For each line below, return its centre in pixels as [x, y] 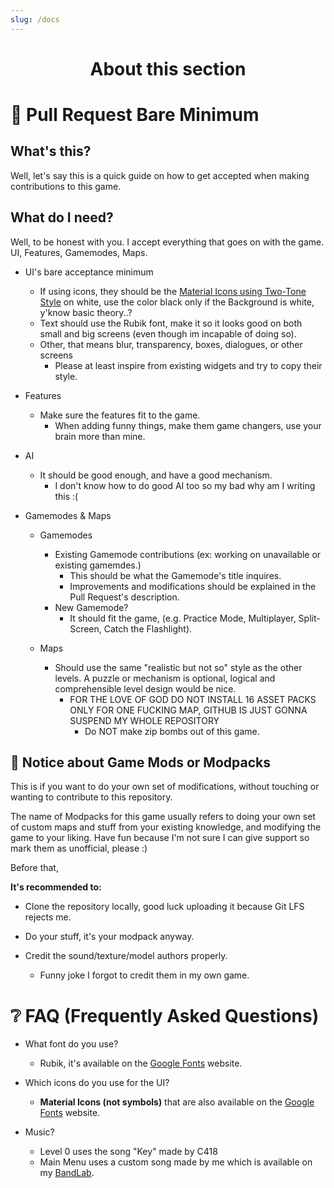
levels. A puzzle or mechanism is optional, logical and [165, 678]
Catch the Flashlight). [148, 628]
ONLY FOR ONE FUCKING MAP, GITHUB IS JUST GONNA [188, 710]
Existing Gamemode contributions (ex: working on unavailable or [188, 554]
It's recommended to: [56, 887]
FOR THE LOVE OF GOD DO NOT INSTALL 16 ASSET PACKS [193, 699]
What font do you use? [71, 1044]
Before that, [34, 868]
